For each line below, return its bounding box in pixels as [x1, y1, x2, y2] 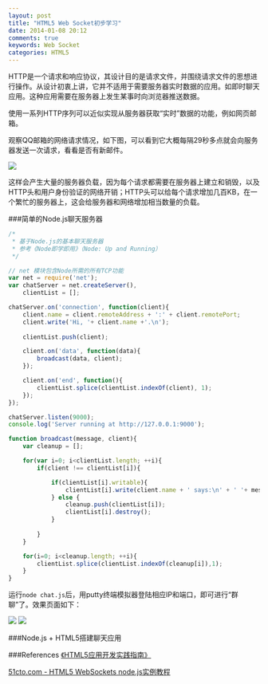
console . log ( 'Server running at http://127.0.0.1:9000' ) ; [8, 420, 205, 429]
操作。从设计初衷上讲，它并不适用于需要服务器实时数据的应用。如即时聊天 [14, 81, 260, 91]
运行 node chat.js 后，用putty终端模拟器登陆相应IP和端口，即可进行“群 [8, 590, 238, 599]
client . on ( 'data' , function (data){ [22, 348, 141, 356]
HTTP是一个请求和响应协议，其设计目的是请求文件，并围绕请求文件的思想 [8, 72, 251, 81]
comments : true [8, 33, 59, 42]
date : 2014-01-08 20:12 [8, 26, 88, 34]
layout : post [8, 11, 52, 20]
